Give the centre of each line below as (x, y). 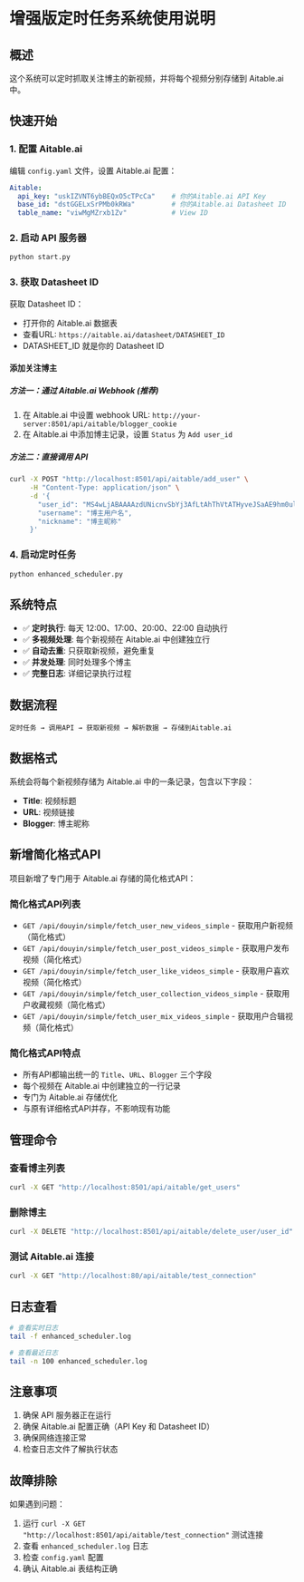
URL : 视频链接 (48, 811)
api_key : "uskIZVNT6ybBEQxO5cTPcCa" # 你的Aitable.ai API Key (142, 196)
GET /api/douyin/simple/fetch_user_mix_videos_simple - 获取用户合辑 (154, 1016)
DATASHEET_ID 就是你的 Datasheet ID (93, 345)
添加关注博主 (33, 368)
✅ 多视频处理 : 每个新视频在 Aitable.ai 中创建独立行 (116, 639)
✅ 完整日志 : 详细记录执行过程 (77, 674)
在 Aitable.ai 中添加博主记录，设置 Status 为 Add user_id (128, 434)
